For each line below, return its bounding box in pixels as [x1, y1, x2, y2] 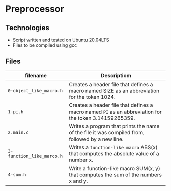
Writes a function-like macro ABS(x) [69, 144, 158, 151]
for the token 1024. [69, 93, 116, 100]
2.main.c [8, 129, 29, 135]
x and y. [69, 177, 88, 184]
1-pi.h [8, 108, 24, 115]
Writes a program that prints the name [69, 123, 160, 130]
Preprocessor [5, 3, 65, 15]
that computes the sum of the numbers [69, 171, 162, 178]
